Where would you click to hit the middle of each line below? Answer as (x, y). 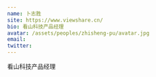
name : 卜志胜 (24, 14)
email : (17, 40)
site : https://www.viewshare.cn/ (55, 20)
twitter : (20, 46)
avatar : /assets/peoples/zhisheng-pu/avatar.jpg (78, 33)
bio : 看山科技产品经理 (36, 26)
